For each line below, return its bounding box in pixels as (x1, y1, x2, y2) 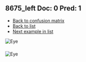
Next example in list (12, 28, 54, 35)
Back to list (12, 23, 36, 29)
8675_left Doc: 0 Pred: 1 (5, 4, 81, 13)
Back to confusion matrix (12, 17, 64, 23)
